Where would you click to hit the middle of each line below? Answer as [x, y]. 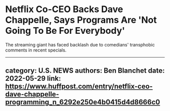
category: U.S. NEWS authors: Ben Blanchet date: [85, 71]
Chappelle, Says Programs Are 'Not [81, 20]
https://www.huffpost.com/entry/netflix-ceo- [79, 87]
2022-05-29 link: [33, 78]
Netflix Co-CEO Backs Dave [64, 9]
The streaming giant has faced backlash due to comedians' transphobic [80, 44]
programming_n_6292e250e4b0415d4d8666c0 [83, 102]
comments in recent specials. [36, 50]
